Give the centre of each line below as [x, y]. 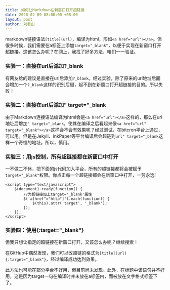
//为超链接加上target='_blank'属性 [58, 195]
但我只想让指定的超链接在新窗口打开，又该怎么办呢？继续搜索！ [72, 242]
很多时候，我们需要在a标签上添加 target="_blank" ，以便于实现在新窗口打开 [83, 46]
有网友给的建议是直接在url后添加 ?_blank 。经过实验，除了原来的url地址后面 [83, 78]
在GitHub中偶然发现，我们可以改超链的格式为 [52, 253]
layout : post [19, 19]
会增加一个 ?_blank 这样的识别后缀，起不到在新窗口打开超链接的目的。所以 [82, 85]
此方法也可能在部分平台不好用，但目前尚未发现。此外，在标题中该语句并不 [83, 270]
